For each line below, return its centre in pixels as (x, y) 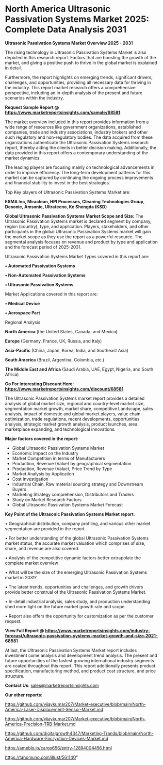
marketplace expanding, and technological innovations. (60, 429)
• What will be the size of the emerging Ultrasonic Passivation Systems (76, 572)
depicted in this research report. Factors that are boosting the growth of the (81, 57)
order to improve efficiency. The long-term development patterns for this (78, 172)
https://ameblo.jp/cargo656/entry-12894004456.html (58, 748)
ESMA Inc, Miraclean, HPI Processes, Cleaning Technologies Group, (75, 201)
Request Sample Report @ (32, 107)
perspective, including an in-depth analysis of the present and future (74, 93)
